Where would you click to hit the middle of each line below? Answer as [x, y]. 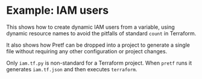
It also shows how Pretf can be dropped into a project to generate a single [98, 45]
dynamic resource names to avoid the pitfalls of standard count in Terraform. [101, 33]
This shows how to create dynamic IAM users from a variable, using [90, 27]
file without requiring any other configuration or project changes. [87, 51]
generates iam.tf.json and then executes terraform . [72, 69]
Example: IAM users [58, 10]
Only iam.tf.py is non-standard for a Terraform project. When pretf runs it [99, 63]
